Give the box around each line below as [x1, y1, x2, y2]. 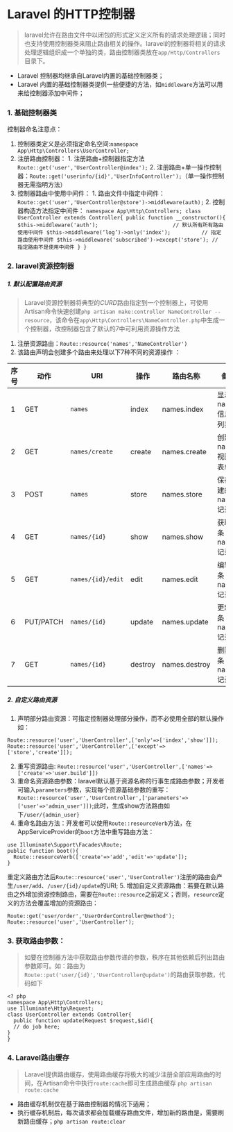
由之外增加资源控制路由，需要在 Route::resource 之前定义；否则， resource [7, 890, 218, 899]
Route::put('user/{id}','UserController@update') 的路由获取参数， [24, 970, 220, 979]
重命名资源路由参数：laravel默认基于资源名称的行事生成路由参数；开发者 [17, 777, 225, 785]
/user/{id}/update [47, 883, 101, 890]
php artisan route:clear [53, 1118, 126, 1125]
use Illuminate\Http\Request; [7, 1005, 95, 1013]
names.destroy [162, 660, 211, 669]
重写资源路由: [17, 762, 56, 771]
